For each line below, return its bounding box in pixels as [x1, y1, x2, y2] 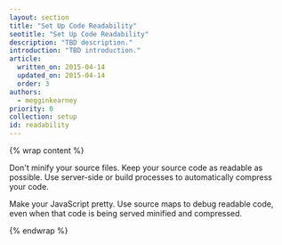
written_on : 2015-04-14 [17, 63, 105, 72]
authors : [9, 87, 42, 96]
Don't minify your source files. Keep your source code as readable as [9, 162, 263, 173]
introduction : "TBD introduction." [9, 46, 141, 55]
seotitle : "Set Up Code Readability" [9, 29, 149, 38]
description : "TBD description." [9, 37, 133, 47]
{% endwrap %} [9, 225, 68, 236]
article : [9, 54, 42, 63]
